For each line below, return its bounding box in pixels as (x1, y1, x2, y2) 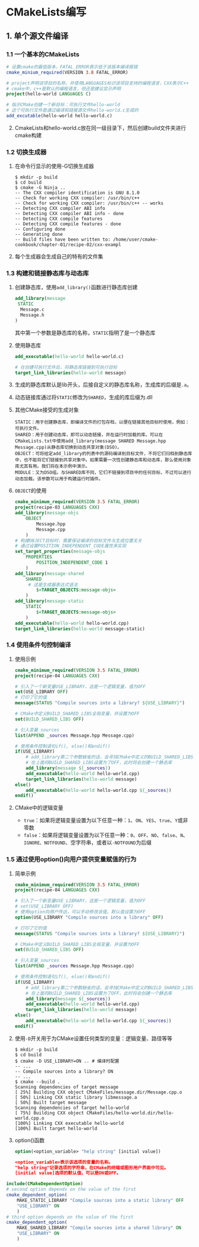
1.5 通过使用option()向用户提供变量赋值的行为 (6, 855, 137, 864)
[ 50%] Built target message (14, 1099, 87, 1105)
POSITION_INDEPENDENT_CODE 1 (36, 559, 108, 566)
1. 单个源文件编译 (6, 31, 69, 41)
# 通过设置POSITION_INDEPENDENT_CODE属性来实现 (14, 543, 127, 549)
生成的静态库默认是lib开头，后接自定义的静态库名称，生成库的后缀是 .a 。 (14, 381, 192, 388)
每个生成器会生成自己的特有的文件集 (14, 253, 104, 260)
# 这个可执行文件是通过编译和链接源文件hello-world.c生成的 (6, 107, 139, 113)
